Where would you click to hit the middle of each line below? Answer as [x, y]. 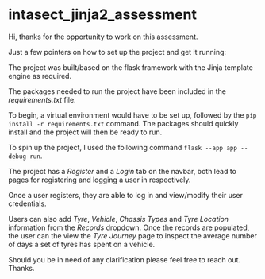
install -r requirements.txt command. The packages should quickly [123, 123]
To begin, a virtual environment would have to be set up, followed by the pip [132, 115]
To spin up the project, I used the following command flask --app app [123, 147]
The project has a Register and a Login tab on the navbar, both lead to [122, 171]
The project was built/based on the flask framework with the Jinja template [131, 67]
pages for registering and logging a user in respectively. [100, 180]
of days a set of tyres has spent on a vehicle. [82, 244]
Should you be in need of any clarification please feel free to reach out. [124, 259]
